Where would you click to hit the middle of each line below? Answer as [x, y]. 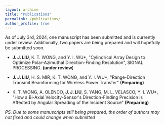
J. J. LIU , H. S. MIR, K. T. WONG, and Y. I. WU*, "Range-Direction [79, 77]
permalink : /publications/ [33, 19]
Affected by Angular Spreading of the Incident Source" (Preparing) [81, 103]
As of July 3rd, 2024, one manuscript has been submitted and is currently [80, 37]
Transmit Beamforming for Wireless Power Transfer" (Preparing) [78, 83]
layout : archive [22, 10]
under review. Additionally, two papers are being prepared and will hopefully [83, 43]
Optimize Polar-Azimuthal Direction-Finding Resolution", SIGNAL [78, 62]
